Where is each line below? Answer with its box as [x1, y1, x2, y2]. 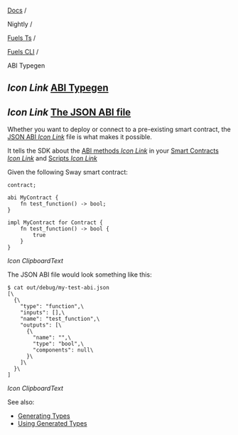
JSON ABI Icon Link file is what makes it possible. [7, 133, 153, 141]
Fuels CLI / [7, 48, 39, 56]
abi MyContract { [7, 194, 59, 202]
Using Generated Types [17, 419, 87, 428]
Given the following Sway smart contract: [7, 168, 128, 177]
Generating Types [17, 411, 70, 420]
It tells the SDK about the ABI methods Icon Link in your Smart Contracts [7, 146, 219, 155]
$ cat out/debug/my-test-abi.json [7, 285, 110, 292]
